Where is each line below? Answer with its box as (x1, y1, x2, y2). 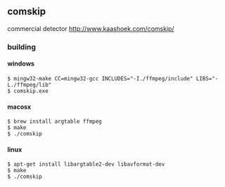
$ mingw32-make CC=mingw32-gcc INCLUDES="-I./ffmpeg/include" (7, 75, 193, 82)
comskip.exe (13, 88, 49, 95)
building (7, 42, 37, 52)
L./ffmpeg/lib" (7, 81, 52, 88)
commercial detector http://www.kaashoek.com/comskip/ (7, 24, 174, 32)
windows (7, 59, 35, 68)
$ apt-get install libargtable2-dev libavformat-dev (7, 161, 165, 168)
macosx (7, 102, 32, 111)
